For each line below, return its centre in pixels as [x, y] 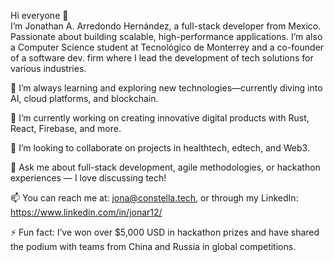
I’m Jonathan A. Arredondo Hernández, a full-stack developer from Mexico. [166, 26]
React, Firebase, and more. [66, 128]
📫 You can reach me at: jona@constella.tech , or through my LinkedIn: [154, 198]
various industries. [48, 68]
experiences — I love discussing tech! [88, 178]
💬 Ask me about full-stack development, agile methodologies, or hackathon [165, 167]
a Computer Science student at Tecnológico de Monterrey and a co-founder [167, 47]
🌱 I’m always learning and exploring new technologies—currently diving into [166, 88]
